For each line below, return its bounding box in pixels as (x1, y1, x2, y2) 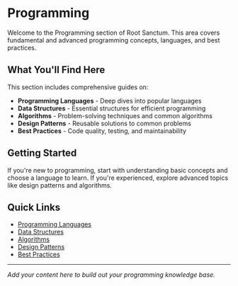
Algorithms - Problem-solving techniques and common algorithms (17, 111, 212, 120)
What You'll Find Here (7, 64, 106, 76)
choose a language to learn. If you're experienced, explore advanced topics (7, 173, 229, 182)
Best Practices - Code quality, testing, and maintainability (17, 126, 186, 135)
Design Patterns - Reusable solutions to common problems (17, 119, 191, 127)
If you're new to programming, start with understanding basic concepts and (7, 166, 228, 174)
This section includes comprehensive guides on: (7, 83, 149, 91)
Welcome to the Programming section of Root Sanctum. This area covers (7, 28, 220, 37)
